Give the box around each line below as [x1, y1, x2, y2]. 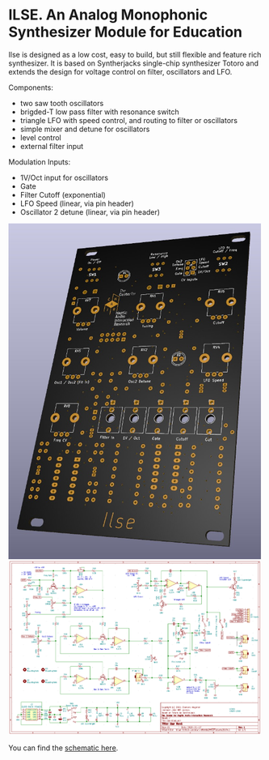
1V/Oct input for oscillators [19, 173, 109, 182]
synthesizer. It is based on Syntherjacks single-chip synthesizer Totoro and [8, 58, 258, 68]
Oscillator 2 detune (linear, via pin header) [19, 207, 160, 216]
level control [19, 132, 62, 143]
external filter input [19, 141, 84, 151]
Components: [8, 83, 54, 92]
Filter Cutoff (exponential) [19, 190, 107, 199]
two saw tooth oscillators [19, 98, 104, 108]
